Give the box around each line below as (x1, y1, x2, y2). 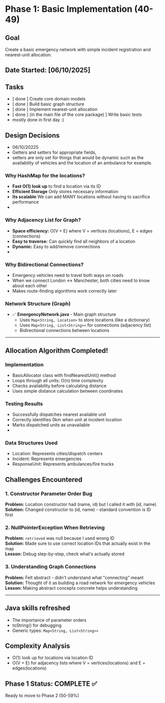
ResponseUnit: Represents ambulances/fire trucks (12, 461, 114, 467)
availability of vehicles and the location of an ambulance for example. (12, 160, 153, 166)
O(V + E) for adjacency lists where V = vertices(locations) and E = (12, 660, 146, 666)
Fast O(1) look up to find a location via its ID (12, 183, 101, 189)
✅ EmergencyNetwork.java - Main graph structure (12, 311, 116, 317)
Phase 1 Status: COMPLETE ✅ (5, 679, 97, 688)
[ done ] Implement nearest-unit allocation (12, 106, 98, 112)
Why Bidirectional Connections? (5, 261, 84, 268)
